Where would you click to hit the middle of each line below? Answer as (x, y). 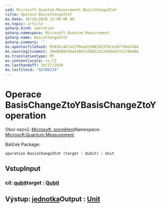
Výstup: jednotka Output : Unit (53, 199)
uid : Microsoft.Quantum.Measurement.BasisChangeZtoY (61, 10)
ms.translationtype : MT (30, 56)
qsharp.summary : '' (25, 42)
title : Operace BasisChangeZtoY (39, 14)
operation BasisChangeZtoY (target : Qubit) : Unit (60, 153)
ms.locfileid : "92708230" (32, 70)
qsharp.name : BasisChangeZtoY (37, 38)
